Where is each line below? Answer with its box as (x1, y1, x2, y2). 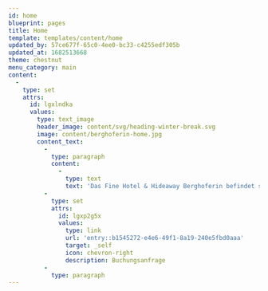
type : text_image (37, 116, 94, 124)
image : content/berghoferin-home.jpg (37, 130, 162, 138)
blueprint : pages (8, 19, 66, 27)
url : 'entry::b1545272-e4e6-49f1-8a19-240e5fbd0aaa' (65, 234, 245, 242)
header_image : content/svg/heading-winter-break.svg (37, 123, 216, 131)
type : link (65, 226, 102, 235)
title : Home (8, 26, 48, 34)
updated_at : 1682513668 (8, 49, 88, 57)
